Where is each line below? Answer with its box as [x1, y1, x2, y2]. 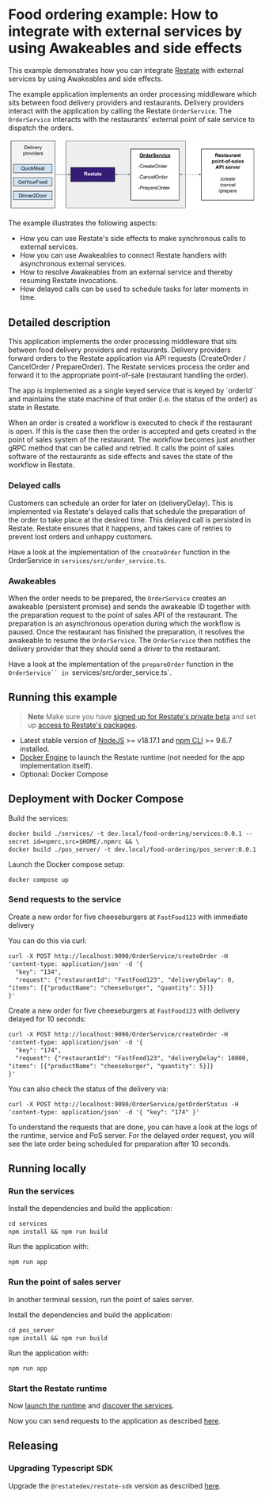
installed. [19, 744, 50, 753]
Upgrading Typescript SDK [8, 1463, 113, 1474]
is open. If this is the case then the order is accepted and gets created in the [8, 427, 257, 436]
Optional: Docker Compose [19, 769, 108, 779]
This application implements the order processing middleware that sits [8, 337, 237, 347]
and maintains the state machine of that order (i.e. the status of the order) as [8, 394, 258, 404]
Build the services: [8, 813, 69, 822]
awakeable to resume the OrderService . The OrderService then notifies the [8, 635, 251, 645]
